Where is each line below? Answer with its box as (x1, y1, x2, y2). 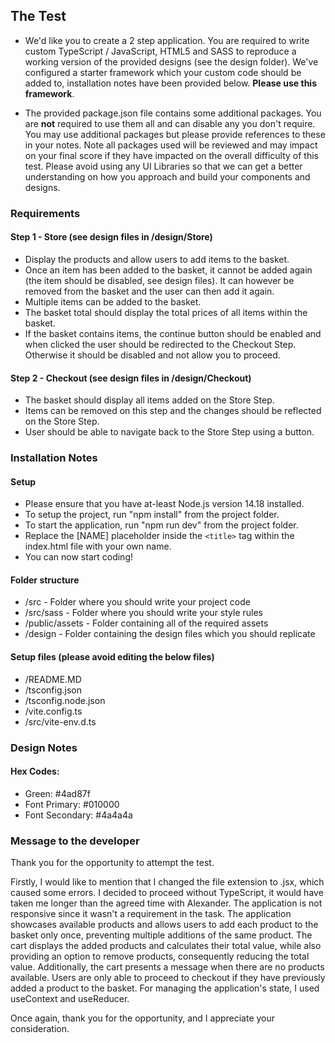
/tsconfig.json (24, 684, 82, 696)
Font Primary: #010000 (24, 798, 120, 810)
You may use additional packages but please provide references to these (24, 128, 326, 140)
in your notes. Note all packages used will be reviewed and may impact (24, 139, 318, 151)
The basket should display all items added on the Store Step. (24, 394, 275, 406)
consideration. (10, 1023, 70, 1035)
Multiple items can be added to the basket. (24, 295, 202, 308)
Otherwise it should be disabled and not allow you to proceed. (24, 349, 281, 361)
